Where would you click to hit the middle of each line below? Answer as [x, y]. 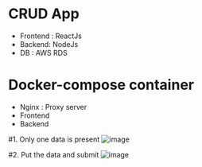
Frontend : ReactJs [50, 36]
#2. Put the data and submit [54, 154]
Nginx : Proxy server [53, 107]
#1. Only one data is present [54, 139]
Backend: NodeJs [49, 44]
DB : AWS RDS [43, 52]
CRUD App [44, 14]
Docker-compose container [101, 85]
